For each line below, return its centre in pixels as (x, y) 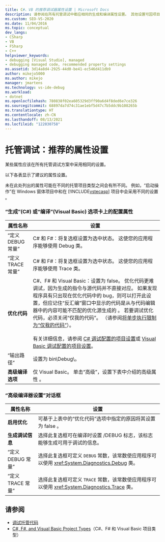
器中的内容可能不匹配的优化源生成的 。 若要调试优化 (93, 310)
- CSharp (14, 37)
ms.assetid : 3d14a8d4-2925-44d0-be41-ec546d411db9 (58, 69)
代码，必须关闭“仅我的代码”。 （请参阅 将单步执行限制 (95, 318)
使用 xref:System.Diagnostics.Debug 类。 (91, 463)
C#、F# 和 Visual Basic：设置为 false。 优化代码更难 (93, 281)
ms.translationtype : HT (29, 111)
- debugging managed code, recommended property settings (66, 64)
